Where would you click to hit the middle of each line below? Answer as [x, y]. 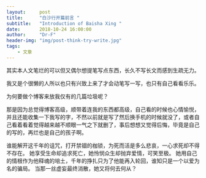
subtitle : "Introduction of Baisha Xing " [64, 23]
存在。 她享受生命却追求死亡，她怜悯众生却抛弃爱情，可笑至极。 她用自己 [104, 153]
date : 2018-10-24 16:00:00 [49, 29]
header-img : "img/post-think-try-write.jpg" [64, 41]
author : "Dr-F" [31, 35]
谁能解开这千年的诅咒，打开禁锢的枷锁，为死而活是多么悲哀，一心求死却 [97, 145]
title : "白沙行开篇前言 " [43, 18]
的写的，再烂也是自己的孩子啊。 [47, 132]
